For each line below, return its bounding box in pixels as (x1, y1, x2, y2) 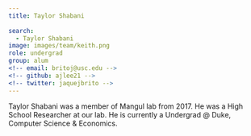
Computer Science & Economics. (8, 118, 118, 128)
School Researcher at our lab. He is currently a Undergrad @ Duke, (8, 109, 232, 119)
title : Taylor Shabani (8, 11, 85, 20)
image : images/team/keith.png (8, 42, 111, 50)
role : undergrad (8, 49, 63, 57)
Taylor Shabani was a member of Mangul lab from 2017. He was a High (8, 101, 244, 111)
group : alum (8, 57, 48, 65)
